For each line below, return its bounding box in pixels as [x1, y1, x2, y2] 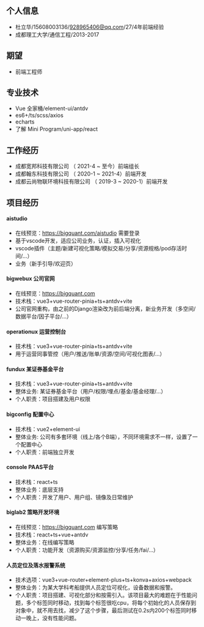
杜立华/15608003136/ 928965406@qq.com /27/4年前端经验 [15, 23, 164, 31]
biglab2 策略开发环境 [6, 508, 60, 516]
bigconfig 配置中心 [6, 410, 54, 418]
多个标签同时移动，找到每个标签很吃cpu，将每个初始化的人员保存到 [26, 599, 197, 607]
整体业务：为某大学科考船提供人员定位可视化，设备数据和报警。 [15, 584, 176, 592]
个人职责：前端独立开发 [15, 448, 75, 456]
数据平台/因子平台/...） [15, 313, 72, 320]
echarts [15, 118, 35, 125]
